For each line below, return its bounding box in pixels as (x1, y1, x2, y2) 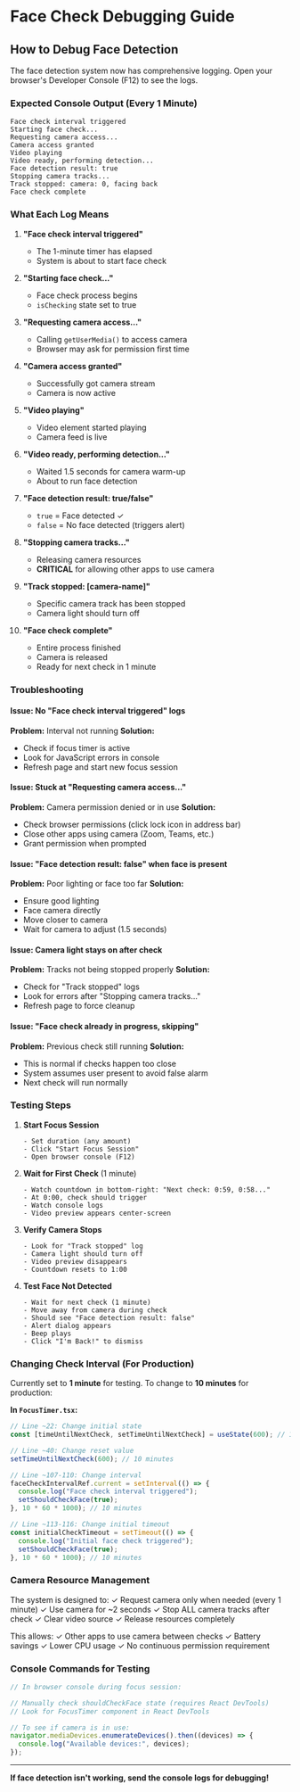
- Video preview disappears (22, 1257, 127, 1266)
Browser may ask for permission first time (36, 343, 190, 354)
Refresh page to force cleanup (22, 1001, 135, 1012)
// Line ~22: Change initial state (10, 1422, 142, 1431)
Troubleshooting (10, 683, 84, 696)
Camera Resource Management (10, 1574, 150, 1587)
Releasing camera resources (36, 554, 142, 565)
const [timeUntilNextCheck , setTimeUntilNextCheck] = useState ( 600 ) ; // (10, 1430, 286, 1439)
